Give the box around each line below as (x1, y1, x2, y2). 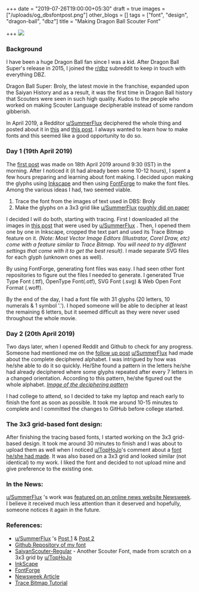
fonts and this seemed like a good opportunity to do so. (6, 132, 142, 140)
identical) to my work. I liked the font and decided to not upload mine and (6, 459, 186, 466)
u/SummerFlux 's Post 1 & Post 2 (14, 535, 95, 542)
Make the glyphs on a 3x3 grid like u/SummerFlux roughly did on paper (14, 204, 189, 211)
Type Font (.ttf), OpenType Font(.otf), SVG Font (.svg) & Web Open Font (6, 277, 181, 285)
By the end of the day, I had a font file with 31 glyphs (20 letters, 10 (6, 295, 170, 303)
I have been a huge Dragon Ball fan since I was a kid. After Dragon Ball (6, 58, 179, 66)
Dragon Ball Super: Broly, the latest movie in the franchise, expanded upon (6, 83, 189, 90)
